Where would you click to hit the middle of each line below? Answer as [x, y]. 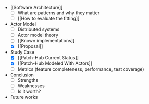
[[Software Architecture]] [36, 7]
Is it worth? [29, 91]
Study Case [22, 52]
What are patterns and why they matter [59, 13]
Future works [24, 97]
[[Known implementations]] [46, 41]
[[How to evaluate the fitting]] [48, 18]
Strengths [28, 80]
